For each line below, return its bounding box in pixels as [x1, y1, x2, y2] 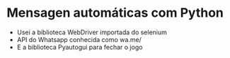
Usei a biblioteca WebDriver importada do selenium [16, 28, 168, 36]
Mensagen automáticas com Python [6, 5, 224, 21]
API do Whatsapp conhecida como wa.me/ [16, 35, 142, 43]
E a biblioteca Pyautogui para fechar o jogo [16, 43, 143, 51]
